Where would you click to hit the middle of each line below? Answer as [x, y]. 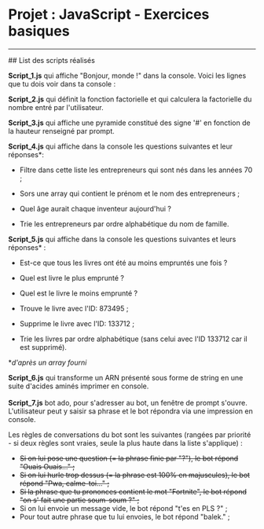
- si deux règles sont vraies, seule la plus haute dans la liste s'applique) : [126, 443]
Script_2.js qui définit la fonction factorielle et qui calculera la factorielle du [130, 99]
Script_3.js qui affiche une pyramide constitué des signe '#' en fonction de [129, 123]
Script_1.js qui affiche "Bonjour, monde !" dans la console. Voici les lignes [127, 75]
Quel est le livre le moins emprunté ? [79, 293]
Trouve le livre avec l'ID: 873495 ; [74, 308]
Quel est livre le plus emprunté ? [71, 277]
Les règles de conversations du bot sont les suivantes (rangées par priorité [130, 435]
